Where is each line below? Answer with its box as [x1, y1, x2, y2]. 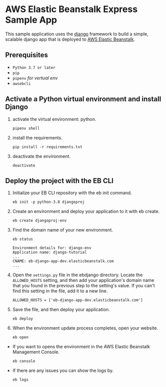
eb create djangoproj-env [12, 218, 67, 223]
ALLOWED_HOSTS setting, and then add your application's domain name [12, 277, 154, 283]
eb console [12, 359, 36, 364]
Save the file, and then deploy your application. [12, 306, 110, 313]
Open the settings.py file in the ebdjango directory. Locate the [12, 272, 143, 278]
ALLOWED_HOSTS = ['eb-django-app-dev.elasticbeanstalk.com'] [12, 298, 143, 303]
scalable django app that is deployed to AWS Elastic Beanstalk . [5, 36, 135, 42]
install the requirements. [12, 134, 63, 140]
